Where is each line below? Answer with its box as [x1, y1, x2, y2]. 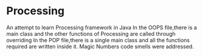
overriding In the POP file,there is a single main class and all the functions [6, 36, 190, 43]
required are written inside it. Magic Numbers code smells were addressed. [6, 43, 194, 50]
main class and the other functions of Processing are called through [6, 30, 176, 37]
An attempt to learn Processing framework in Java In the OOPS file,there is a [6, 24, 197, 31]
